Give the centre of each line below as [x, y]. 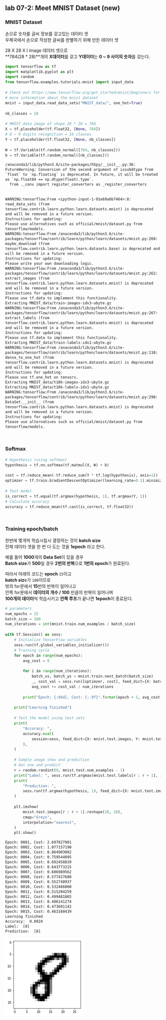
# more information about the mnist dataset [52, 98]
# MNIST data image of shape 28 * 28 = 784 [51, 124]
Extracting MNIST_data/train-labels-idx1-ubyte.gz [58, 343]
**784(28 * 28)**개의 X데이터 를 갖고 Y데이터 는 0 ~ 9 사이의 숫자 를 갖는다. [78, 56]
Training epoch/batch [32, 529]
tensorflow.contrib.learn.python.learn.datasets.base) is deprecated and [83, 249]
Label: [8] [17, 927]
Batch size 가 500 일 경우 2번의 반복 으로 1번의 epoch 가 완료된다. [68, 563]
